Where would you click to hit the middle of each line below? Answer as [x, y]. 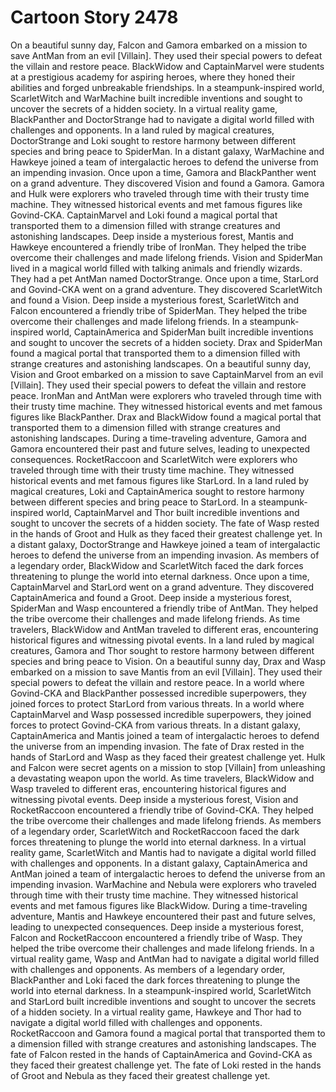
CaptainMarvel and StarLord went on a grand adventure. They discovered [162, 587]
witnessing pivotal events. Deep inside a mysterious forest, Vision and [154, 799]
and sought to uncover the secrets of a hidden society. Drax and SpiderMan [166, 342]
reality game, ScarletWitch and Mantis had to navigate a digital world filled [163, 852]
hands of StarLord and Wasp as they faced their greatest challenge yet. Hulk [168, 757]
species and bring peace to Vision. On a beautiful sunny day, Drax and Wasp [168, 661]
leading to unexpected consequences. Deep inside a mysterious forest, [157, 927]
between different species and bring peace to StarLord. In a [133, 502]
